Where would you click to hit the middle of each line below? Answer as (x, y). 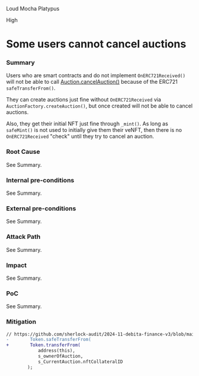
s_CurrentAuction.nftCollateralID (80, 362)
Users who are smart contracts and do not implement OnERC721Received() (96, 75)
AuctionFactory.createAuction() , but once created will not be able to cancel (99, 106)
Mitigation (21, 322)
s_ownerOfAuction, (60, 356)
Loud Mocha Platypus (33, 9)
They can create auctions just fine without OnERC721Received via (84, 100)
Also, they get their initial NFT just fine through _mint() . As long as (87, 124)
